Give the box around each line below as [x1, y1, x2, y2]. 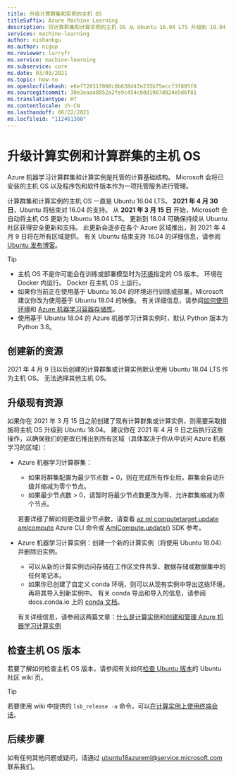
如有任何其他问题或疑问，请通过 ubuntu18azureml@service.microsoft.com [7, 753, 223, 761]
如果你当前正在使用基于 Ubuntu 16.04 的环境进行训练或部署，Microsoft [17, 287, 223, 295]
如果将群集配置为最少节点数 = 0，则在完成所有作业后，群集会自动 [27, 473, 219, 482]
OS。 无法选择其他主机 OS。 [27, 374, 111, 382]
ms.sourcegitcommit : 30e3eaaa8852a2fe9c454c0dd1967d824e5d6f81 [7, 89, 197, 96]
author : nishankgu [7, 37, 61, 44]
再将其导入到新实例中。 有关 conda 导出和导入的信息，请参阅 [27, 589, 206, 598]
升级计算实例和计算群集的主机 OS [7, 148, 201, 164]
